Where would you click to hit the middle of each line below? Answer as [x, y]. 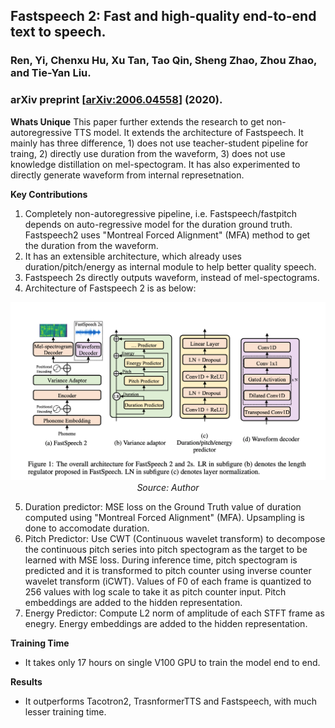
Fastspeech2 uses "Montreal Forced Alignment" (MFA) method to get [167, 235]
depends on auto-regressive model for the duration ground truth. [158, 224]
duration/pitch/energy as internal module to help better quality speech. [170, 266]
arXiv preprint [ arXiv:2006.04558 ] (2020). [116, 100]
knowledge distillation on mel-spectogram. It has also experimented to [155, 164]
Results [26, 681]
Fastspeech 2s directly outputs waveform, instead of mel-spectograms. [172, 277]
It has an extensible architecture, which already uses [133, 256]
